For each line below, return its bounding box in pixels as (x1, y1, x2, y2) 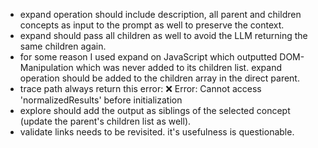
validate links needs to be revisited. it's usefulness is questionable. (19, 126, 295, 138)
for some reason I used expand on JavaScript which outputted (19, 51, 278, 63)
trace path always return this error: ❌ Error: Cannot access (19, 83, 262, 94)
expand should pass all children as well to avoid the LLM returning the (19, 30, 308, 41)
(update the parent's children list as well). (19, 115, 192, 127)
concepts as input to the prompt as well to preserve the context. (19, 19, 285, 31)
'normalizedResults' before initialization (19, 94, 183, 106)
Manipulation (19, 62, 74, 73)
